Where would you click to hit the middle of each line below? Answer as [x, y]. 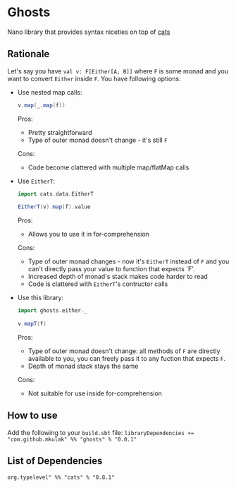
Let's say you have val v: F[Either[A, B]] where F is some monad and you [118, 71]
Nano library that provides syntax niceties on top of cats [89, 32]
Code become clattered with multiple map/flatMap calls [108, 167]
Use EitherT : [36, 181]
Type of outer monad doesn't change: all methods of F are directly [124, 351]
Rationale [29, 54]
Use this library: [41, 298]
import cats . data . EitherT [55, 194]
